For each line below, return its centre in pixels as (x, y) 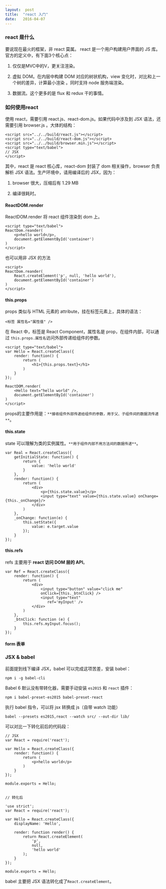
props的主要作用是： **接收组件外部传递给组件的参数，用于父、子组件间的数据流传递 (82, 414)
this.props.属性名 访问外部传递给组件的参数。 (57, 338)
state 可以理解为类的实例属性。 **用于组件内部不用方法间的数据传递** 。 (73, 443)
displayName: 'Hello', (37, 823)
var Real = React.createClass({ (38, 452)
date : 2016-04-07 (25, 19)
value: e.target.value (55, 526)
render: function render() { (44, 832)
